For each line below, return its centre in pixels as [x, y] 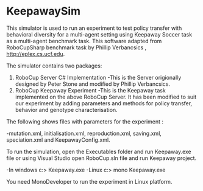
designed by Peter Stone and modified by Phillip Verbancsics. [93, 84]
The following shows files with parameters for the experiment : [85, 121]
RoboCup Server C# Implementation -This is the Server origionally [98, 77]
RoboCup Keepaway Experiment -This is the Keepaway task [90, 90]
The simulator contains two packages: [54, 66]
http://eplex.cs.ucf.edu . [36, 54]
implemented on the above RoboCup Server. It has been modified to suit [106, 97]
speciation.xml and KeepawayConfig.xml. [59, 140]
